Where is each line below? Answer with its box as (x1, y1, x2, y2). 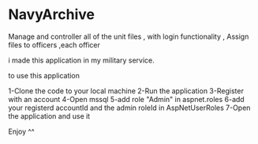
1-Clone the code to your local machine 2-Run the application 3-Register (8, 85, 245, 96)
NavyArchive (8, 6, 95, 24)
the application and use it (8, 111, 91, 120)
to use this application (8, 70, 80, 80)
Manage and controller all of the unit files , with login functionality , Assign (8, 32, 249, 41)
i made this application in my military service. (8, 55, 155, 65)
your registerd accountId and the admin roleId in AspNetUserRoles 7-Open (8, 103, 251, 112)
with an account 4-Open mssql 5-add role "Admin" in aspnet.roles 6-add (8, 94, 245, 104)
